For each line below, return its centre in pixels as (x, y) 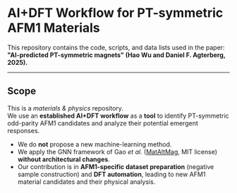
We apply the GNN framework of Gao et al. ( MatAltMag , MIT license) (117, 151)
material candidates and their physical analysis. (86, 182)
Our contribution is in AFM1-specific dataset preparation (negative (116, 166)
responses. (24, 130)
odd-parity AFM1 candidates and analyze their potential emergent (103, 123)
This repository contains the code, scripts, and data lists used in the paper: (116, 47)
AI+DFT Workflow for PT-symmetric (115, 13)
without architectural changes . (64, 159)
